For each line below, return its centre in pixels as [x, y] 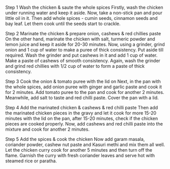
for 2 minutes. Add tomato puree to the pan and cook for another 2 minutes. [85, 92]
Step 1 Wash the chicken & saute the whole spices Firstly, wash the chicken [84, 7]
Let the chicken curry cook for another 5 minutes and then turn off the [79, 150]
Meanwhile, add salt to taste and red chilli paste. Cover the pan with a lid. [82, 98]
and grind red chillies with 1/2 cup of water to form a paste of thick [75, 66]
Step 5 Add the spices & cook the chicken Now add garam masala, [75, 139]
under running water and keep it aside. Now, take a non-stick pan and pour [84, 13]
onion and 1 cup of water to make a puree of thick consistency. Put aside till [84, 50]
